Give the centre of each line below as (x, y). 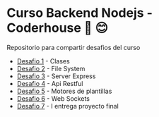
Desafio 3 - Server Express (56, 76)
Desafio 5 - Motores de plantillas (64, 91)
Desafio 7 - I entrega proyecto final (68, 106)
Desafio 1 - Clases (43, 61)
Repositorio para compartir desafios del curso (73, 47)
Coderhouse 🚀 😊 (58, 28)
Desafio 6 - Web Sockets (53, 98)
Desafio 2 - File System (51, 68)
